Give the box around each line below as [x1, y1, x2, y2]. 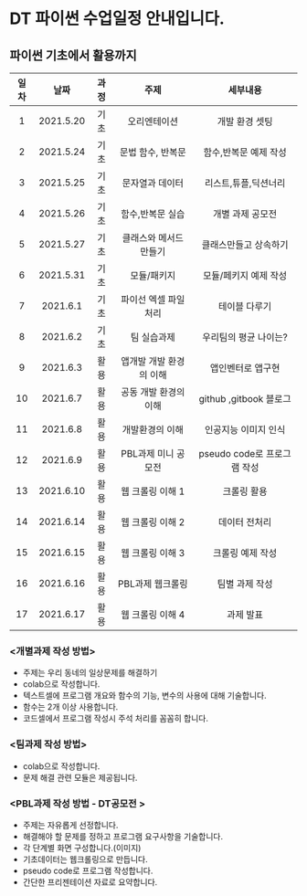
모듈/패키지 [130, 269, 176, 281]
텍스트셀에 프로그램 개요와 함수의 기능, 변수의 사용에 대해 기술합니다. [22, 690, 267, 701]
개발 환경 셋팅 [217, 115, 273, 128]
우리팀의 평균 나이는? [202, 331, 288, 343]
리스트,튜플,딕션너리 [204, 177, 286, 189]
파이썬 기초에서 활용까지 [9, 47, 137, 63]
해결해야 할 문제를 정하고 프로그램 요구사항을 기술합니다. [22, 830, 224, 841]
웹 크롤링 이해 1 [121, 485, 185, 498]
